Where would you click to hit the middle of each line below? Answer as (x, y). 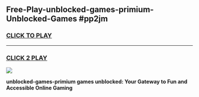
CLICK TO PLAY (29, 36)
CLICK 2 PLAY (27, 58)
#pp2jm (94, 19)
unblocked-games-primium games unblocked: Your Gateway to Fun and (97, 81)
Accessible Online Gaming (39, 88)
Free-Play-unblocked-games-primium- (80, 10)
